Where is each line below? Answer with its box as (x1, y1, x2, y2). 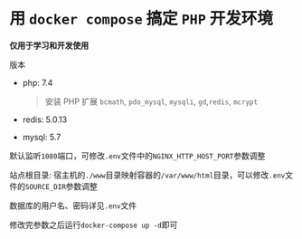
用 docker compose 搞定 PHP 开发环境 (9, 8, 274, 29)
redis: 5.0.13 (22, 114, 68, 125)
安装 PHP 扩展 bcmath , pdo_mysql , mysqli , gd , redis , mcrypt (44, 96, 259, 107)
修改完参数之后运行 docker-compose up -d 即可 (9, 219, 178, 230)
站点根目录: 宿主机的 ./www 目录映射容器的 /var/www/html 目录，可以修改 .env (9, 169, 286, 180)
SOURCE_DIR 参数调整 (25, 180, 98, 191)
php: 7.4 (22, 77, 53, 88)
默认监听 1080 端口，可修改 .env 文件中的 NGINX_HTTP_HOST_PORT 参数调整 (9, 150, 266, 161)
